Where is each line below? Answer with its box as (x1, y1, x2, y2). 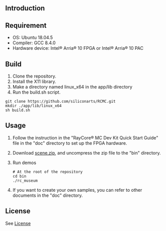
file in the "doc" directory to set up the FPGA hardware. (12, 140, 127, 146)
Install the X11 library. (12, 79, 56, 85)
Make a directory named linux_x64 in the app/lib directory (12, 84, 132, 90)
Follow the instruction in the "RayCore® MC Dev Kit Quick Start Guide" (12, 134, 158, 140)
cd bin (12, 174, 27, 179)
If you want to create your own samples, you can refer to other (12, 187, 142, 193)
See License (5, 220, 31, 226)
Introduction (5, 4, 45, 13)
